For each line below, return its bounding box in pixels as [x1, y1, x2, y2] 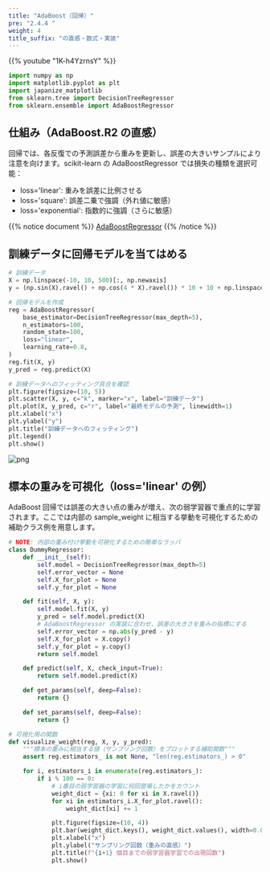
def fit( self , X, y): [22, 597, 95, 606]
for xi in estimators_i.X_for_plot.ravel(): [51, 797, 203, 805]
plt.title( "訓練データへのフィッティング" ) [8, 425, 139, 433]
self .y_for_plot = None [37, 583, 117, 591]
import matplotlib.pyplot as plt [8, 79, 121, 88]
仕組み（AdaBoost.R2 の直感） [8, 126, 163, 140]
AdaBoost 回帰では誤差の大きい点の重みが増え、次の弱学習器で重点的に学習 [8, 503, 261, 512]
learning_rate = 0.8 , [22, 343, 88, 352]
